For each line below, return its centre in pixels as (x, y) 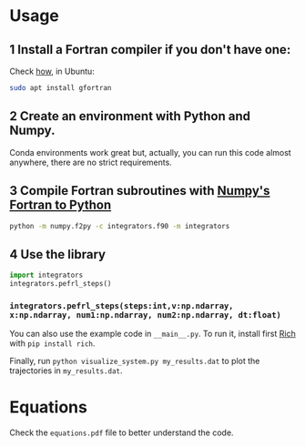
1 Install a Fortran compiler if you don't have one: (150, 50)
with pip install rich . (52, 343)
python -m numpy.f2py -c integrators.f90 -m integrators (120, 226)
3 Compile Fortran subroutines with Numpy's (140, 191)
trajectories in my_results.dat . (66, 371)
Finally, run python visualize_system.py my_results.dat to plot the (135, 361)
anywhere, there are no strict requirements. (91, 162)
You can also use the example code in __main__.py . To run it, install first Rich (152, 334)
